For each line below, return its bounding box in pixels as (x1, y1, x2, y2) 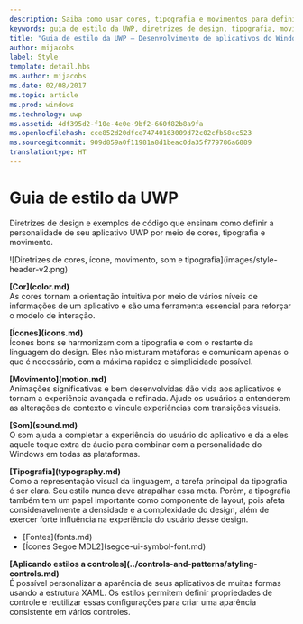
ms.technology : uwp (9, 109, 83, 119)
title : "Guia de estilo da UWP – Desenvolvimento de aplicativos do (9, 33, 272, 42)
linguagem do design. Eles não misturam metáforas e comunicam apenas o (9, 346, 289, 357)
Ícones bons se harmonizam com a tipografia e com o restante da (9, 336, 254, 347)
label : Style (9, 52, 59, 62)
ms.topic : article (9, 90, 78, 99)
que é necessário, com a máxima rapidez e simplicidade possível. (9, 356, 253, 367)
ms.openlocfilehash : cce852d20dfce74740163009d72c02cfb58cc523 (9, 129, 252, 138)
